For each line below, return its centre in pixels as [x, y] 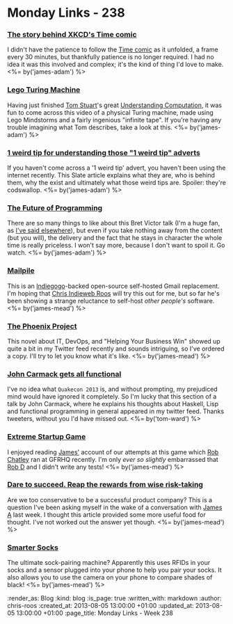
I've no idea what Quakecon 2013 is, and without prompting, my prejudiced [112, 389]
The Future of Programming [55, 208]
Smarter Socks [33, 547]
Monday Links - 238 [66, 13]
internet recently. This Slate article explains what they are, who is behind [111, 175]
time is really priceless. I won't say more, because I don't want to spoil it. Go [116, 246]
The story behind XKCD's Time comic [72, 35]
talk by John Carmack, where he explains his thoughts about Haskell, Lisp [113, 404]
